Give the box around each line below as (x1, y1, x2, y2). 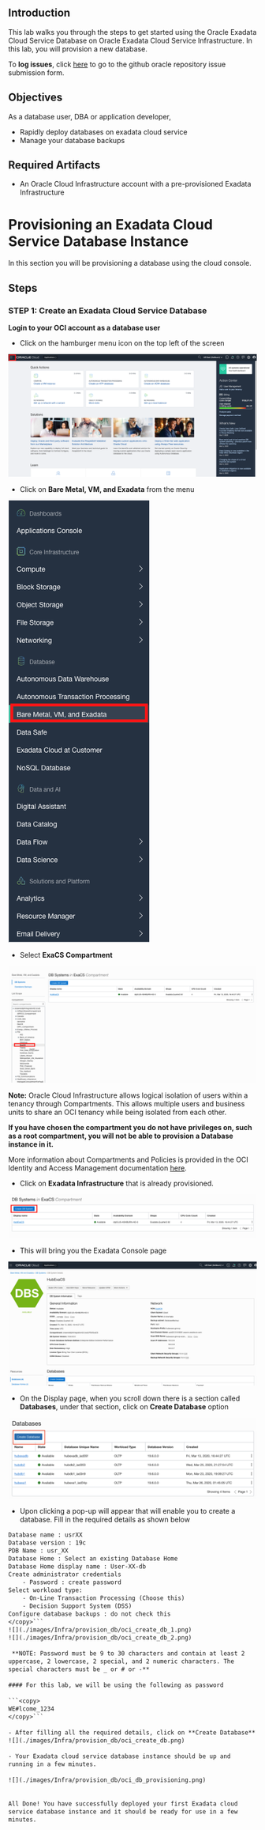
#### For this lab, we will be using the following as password (8, 1681, 224, 1689)
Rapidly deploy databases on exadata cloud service (19, 127, 188, 137)
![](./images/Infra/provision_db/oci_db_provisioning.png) (8, 1775, 207, 1784)
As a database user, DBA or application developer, (8, 112, 171, 121)
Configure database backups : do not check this (8, 1609, 171, 1618)
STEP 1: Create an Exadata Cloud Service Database (8, 304, 207, 316)
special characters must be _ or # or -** (8, 1665, 150, 1673)
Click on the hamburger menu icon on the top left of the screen (19, 338, 225, 348)
